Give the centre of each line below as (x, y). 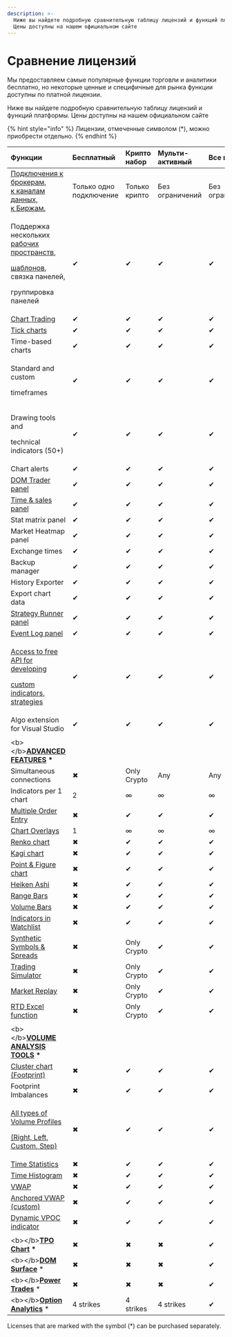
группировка (32, 292)
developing (29, 669)
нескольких (30, 235)
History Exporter (37, 583)
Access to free (35, 652)
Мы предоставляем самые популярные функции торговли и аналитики (112, 80)
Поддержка (30, 227)
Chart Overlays (35, 831)
